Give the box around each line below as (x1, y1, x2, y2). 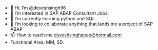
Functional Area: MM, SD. (10, 39, 64, 45)
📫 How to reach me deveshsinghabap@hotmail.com (10, 32, 122, 38)
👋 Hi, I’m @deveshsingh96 (10, 5, 66, 11)
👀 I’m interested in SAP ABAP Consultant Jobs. (10, 10, 109, 16)
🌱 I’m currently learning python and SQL (10, 16, 95, 21)
